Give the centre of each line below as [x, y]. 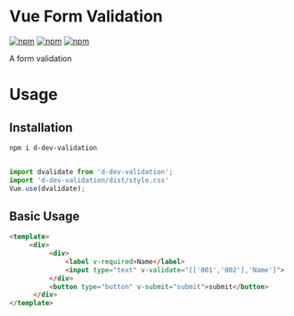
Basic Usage [45, 216]
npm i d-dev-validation [53, 148]
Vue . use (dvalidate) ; [48, 188]
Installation [41, 127]
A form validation [41, 58]
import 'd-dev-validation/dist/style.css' [89, 180]
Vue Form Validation [86, 17]
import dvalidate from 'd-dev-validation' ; [91, 171]
